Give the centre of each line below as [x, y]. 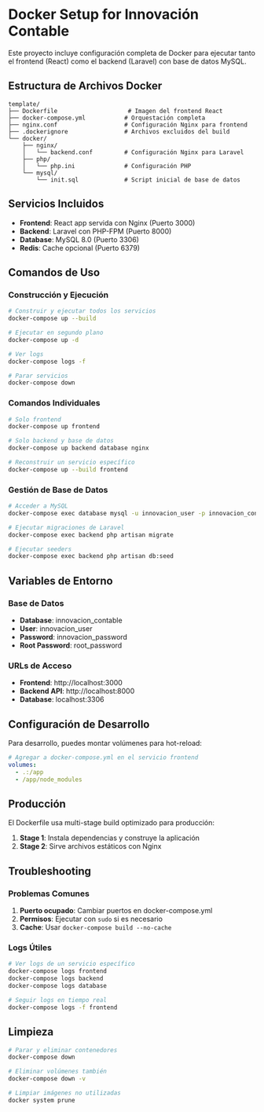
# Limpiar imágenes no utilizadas [65, 1093]
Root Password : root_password [71, 645]
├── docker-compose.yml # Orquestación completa [107, 118]
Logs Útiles [30, 948]
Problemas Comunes [49, 894]
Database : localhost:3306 [62, 699]
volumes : [22, 765]
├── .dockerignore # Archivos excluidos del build [119, 131]
